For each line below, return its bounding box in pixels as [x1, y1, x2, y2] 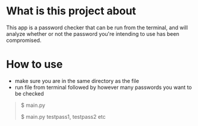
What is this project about [6, 4, 137, 18]
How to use [6, 58, 63, 71]
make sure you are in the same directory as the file [14, 77, 140, 84]
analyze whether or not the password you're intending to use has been [6, 30, 180, 37]
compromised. [6, 36, 42, 44]
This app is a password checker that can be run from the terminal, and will [6, 24, 188, 31]
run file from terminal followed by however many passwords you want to [14, 84, 192, 91]
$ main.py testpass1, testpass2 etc [20, 113, 106, 120]
